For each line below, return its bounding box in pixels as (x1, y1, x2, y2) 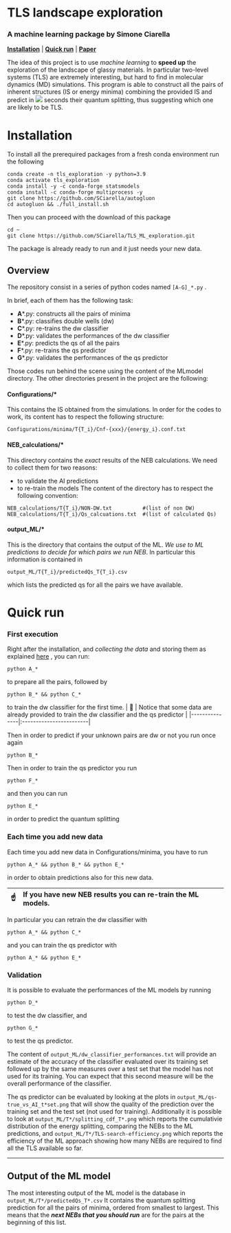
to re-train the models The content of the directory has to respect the (16, 484, 213, 492)
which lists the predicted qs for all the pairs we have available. (7, 581, 184, 589)
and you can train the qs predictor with (7, 941, 117, 949)
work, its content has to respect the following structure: (7, 412, 164, 421)
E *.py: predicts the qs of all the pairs (16, 339, 120, 348)
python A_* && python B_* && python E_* (7, 861, 125, 868)
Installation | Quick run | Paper (7, 45, 96, 53)
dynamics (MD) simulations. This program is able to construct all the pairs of (7, 81, 223, 89)
